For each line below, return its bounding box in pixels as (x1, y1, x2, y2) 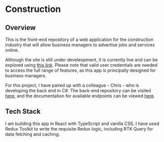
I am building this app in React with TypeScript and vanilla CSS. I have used (5, 121, 160, 127)
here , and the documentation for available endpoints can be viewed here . (5, 93, 155, 99)
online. (5, 47, 19, 53)
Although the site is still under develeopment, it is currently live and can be (5, 57, 158, 63)
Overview (5, 23, 36, 32)
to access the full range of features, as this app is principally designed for (5, 67, 156, 73)
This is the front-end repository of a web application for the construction (5, 36, 154, 42)
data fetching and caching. (5, 131, 60, 137)
